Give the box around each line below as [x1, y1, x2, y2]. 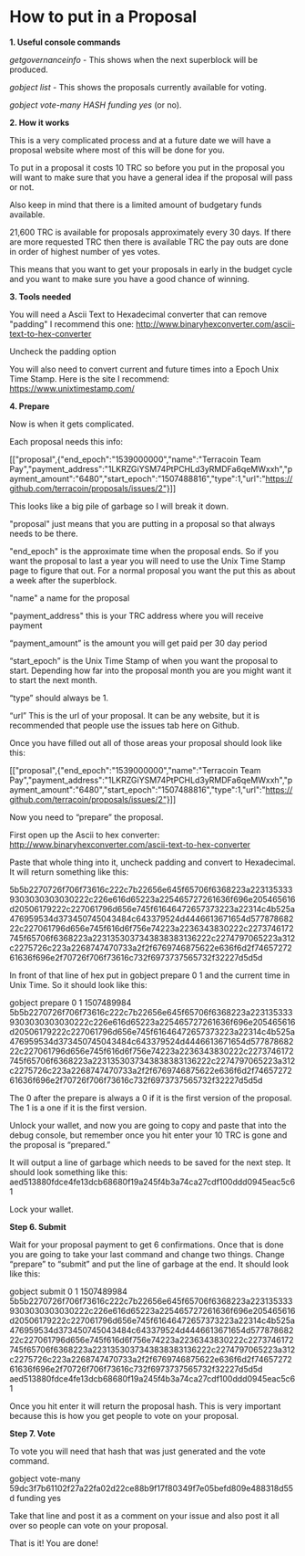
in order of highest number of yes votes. [9, 246, 161, 257]
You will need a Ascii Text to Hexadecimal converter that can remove [9, 309, 267, 320]
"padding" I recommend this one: [9, 318, 135, 330]
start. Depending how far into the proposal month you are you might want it [9, 665, 292, 676]
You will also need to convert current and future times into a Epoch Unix [9, 363, 280, 374]
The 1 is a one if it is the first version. [9, 1102, 147, 1113]
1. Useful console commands [9, 37, 121, 47]
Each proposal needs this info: [9, 436, 123, 447]
